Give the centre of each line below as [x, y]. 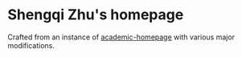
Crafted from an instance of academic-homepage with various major [121, 37]
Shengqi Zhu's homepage [96, 15]
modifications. [31, 45]
